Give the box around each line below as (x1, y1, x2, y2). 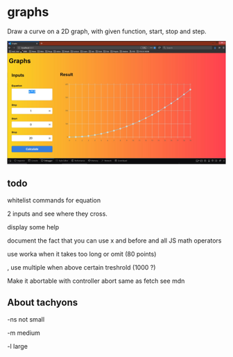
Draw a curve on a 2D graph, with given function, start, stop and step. (7, 27, 207, 35)
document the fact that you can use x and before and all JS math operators (7, 236, 222, 245)
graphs (7, 4, 49, 20)
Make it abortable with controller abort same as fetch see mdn (7, 277, 185, 285)
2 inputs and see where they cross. (7, 209, 107, 218)
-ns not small (7, 315, 45, 323)
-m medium (7, 329, 40, 337)
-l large (7, 342, 28, 350)
